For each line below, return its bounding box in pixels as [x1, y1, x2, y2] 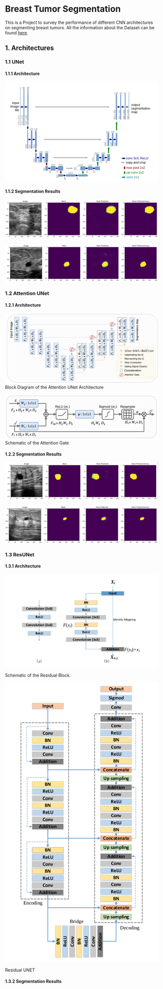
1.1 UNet [5, 58, 24, 65]
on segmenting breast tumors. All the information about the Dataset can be [5, 24, 155, 30]
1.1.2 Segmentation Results [5, 188, 61, 194]
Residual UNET [5, 967, 35, 973]
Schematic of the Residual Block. [5, 672, 71, 678]
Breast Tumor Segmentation [5, 3, 121, 15]
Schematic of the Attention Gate [5, 440, 69, 446]
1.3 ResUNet [5, 551, 35, 558]
